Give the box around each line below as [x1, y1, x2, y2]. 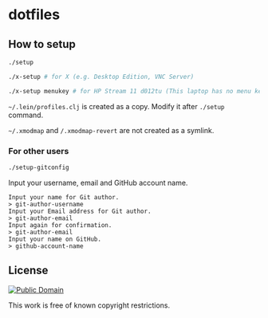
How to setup [8, 37, 76, 51]
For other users [8, 145, 69, 156]
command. [8, 110, 44, 120]
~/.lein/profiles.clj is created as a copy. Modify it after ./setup [8, 101, 225, 111]
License [8, 264, 49, 277]
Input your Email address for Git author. [8, 207, 152, 215]
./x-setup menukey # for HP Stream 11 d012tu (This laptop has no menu [8, 87, 251, 95]
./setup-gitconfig [8, 163, 69, 171]
